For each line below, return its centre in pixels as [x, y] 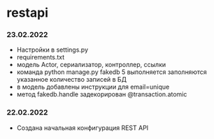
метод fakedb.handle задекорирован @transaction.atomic [102, 94]
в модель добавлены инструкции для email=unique [93, 87]
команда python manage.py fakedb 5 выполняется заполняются [112, 72]
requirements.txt [41, 57]
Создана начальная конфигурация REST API [83, 128]
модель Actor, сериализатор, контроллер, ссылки [91, 65]
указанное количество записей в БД [72, 80]
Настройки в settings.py [52, 50]
